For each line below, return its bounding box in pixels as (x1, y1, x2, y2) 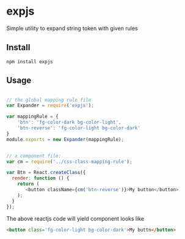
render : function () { (12, 175, 70, 181)
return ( (17, 181, 40, 188)
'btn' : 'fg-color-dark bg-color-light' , (17, 120, 122, 126)
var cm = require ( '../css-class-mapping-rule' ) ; (6, 158, 132, 165)
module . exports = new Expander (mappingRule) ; (6, 136, 124, 142)
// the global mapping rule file (6, 97, 92, 103)
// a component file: (6, 153, 62, 159)
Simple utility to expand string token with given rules (6, 25, 139, 32)
